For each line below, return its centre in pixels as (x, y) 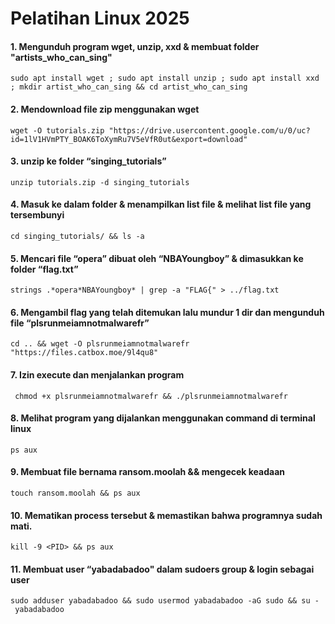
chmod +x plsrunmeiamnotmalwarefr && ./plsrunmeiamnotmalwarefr (151, 396)
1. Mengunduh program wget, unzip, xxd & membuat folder (135, 46)
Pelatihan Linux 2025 (100, 18)
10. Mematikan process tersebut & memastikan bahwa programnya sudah (166, 515)
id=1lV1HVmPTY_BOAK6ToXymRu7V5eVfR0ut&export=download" (129, 139)
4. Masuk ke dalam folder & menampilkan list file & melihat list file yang (161, 204)
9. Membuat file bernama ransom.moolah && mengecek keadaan (147, 472)
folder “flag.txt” (44, 269)
